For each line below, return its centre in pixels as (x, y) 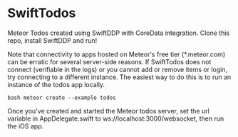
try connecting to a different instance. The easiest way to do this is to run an (119, 77)
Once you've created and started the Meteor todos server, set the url (109, 111)
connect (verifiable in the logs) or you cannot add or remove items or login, (118, 69)
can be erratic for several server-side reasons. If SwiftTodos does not (109, 61)
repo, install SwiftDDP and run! (52, 40)
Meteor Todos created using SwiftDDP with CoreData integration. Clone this (119, 33)
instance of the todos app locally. (56, 84)
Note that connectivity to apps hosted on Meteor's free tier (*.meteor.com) (117, 54)
